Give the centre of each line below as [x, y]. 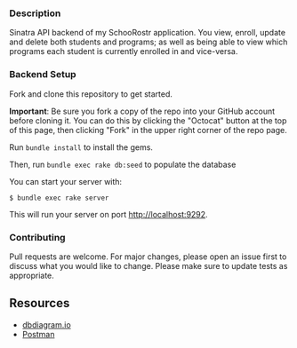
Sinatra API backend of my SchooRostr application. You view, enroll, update [148, 33]
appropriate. [32, 275]
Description [35, 13]
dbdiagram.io [46, 324]
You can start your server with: [66, 181]
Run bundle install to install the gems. [81, 147]
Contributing [37, 237]
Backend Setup [43, 75]
